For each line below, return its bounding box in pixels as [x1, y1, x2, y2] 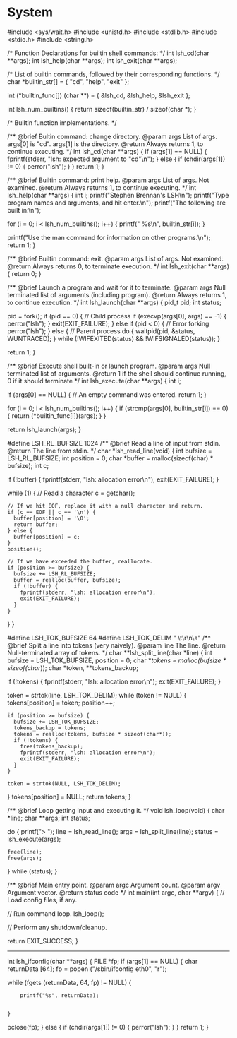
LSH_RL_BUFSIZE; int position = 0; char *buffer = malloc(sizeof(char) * [7, 453, 214, 463]
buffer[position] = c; [13, 533, 80, 540]
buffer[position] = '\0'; [13, 515, 90, 522]
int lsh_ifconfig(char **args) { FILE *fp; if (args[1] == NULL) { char [7, 957, 198, 965]
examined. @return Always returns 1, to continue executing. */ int [7, 183, 197, 191]
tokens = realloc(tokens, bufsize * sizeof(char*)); [13, 730, 172, 738]
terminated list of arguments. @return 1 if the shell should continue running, [7, 369, 227, 378]
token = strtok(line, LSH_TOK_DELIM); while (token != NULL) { [7, 691, 187, 699]
